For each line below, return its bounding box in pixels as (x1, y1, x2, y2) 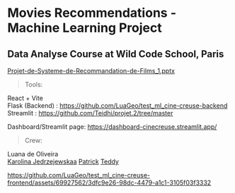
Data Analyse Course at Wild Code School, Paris (7, 48, 224, 60)
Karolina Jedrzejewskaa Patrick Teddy (7, 157, 119, 166)
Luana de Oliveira (7, 150, 59, 158)
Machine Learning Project (7, 20, 163, 36)
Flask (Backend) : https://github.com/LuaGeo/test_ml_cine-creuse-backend (7, 101, 228, 110)
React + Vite (7, 94, 44, 102)
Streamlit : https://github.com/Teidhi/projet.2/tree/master (7, 109, 173, 117)
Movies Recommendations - (7, 5, 177, 21)
